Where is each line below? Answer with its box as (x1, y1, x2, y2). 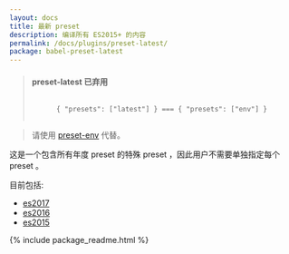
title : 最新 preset (9, 22, 81, 31)
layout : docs (9, 13, 59, 23)
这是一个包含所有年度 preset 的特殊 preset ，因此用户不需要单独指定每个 (9, 149, 281, 160)
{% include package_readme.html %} (9, 235, 149, 246)
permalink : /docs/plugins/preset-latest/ (9, 38, 169, 48)
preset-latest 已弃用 (31, 76, 109, 87)
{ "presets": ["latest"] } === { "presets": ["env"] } (55, 105, 268, 114)
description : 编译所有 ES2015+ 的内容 (9, 30, 147, 39)
